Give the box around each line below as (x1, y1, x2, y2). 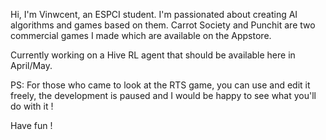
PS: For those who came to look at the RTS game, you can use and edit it (10, 79, 311, 91)
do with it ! (10, 100, 54, 112)
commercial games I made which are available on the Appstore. (10, 30, 272, 41)
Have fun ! (10, 120, 53, 131)
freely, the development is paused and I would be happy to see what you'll (10, 90, 317, 101)
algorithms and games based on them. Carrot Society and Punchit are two (10, 19, 316, 31)
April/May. (10, 60, 53, 71)
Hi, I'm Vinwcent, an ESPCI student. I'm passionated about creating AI (10, 9, 298, 20)
